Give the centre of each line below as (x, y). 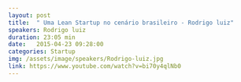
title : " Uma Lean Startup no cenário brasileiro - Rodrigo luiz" (121, 23)
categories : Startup (42, 52)
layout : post (30, 15)
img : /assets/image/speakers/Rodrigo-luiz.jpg (86, 59)
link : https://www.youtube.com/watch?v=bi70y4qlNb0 (95, 66)
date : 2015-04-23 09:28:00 (56, 45)
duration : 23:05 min (42, 37)
